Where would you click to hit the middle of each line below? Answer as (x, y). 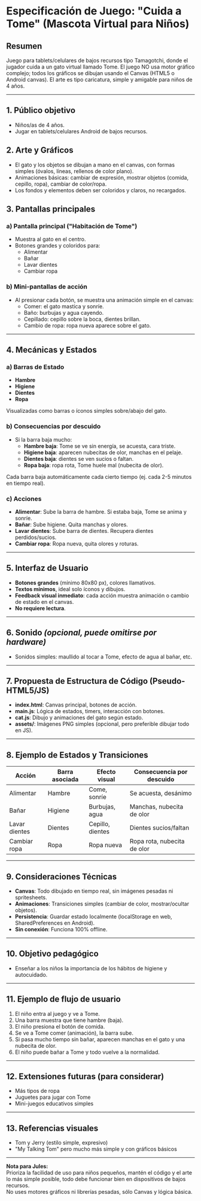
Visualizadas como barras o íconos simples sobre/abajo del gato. (86, 411)
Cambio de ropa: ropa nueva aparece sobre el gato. (87, 325)
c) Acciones (24, 499)
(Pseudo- (167, 681)
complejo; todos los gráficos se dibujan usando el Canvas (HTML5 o (90, 73)
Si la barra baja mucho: (43, 439)
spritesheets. (31, 897)
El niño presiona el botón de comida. (60, 1026)
